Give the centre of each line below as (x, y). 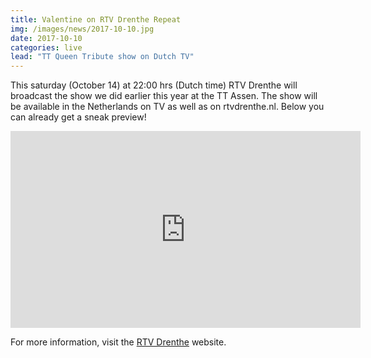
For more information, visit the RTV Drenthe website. (118, 342)
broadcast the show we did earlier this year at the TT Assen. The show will (164, 96)
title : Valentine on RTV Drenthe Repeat (96, 19)
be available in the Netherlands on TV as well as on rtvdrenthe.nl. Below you (167, 107)
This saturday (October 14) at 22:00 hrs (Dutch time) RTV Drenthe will (154, 85)
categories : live (46, 47)
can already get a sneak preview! (78, 117)
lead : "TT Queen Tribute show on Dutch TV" (102, 57)
